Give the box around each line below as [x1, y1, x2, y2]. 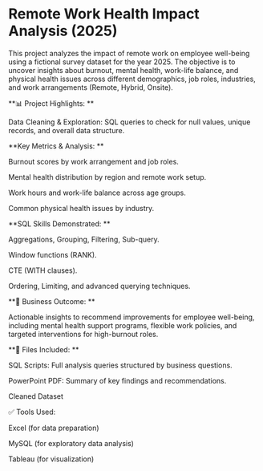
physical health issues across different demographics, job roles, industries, [8, 74, 257, 83]
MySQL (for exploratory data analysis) [8, 438, 135, 448]
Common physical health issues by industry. [8, 203, 155, 213]
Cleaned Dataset [8, 391, 64, 401]
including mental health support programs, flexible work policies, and [8, 320, 237, 330]
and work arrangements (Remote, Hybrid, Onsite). [8, 82, 174, 92]
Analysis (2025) [8, 22, 118, 40]
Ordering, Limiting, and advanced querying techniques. [8, 281, 191, 290]
